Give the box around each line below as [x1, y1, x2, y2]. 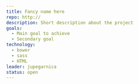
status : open [6, 69, 38, 75]
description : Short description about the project [6, 20, 134, 25]
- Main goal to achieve [11, 31, 70, 37]
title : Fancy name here [6, 8, 65, 15]
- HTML [11, 58, 28, 64]
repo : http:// [6, 14, 41, 20]
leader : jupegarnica [6, 63, 57, 70]
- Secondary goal [11, 36, 54, 42]
